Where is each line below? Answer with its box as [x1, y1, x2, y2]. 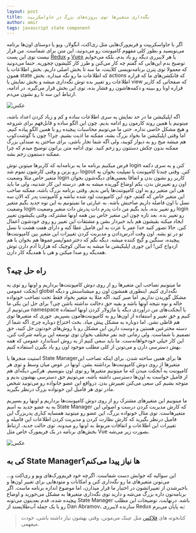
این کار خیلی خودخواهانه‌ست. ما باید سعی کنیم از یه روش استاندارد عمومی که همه [6, 337, 184, 344]
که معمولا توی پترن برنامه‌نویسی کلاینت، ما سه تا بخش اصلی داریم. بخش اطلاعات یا [6, 65, 187, 73]
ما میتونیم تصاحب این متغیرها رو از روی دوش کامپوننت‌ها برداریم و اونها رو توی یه [6, 281, 181, 288]
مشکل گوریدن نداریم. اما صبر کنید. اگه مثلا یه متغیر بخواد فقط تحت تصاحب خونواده [6, 293, 186, 301]
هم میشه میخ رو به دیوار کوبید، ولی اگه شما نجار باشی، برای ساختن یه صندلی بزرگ [6, 138, 186, 145]
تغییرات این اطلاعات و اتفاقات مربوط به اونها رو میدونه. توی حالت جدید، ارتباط [6, 422, 177, 429]
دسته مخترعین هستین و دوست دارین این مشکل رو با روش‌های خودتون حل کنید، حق [6, 325, 187, 332]
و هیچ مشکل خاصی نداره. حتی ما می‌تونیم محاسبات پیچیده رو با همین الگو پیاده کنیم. [6, 126, 189, 133]
